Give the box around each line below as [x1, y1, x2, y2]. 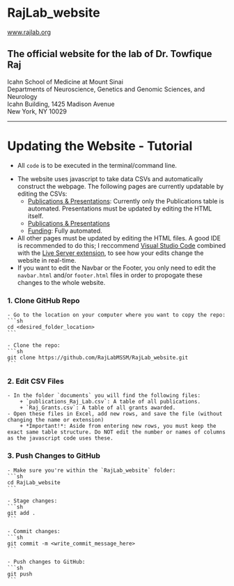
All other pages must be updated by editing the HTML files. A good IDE [17, 233, 221, 242]
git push [7, 570, 33, 578]
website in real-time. [17, 256, 77, 264]
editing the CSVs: [17, 190, 68, 198]
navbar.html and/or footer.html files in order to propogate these [17, 270, 203, 279]
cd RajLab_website [7, 479, 61, 486]
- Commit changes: [7, 527, 61, 534]
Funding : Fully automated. [27, 226, 102, 235]
